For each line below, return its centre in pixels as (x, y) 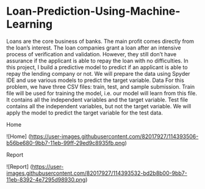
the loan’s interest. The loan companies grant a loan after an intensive (94, 48)
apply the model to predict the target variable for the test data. (85, 113)
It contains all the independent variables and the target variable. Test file (97, 100)
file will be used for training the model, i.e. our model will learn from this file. (102, 93)
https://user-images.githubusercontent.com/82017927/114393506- (114, 136)
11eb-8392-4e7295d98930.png (46, 179)
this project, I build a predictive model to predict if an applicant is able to (97, 67)
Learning (30, 24)
